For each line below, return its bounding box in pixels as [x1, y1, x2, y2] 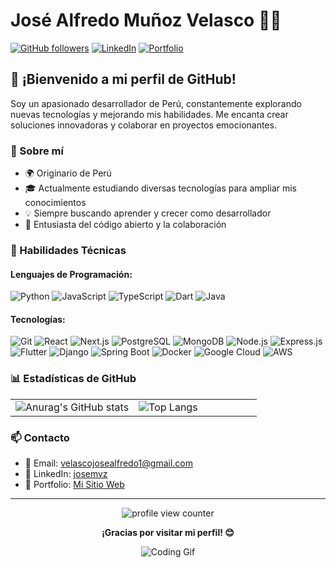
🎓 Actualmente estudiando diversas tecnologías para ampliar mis [24, 182, 297, 194]
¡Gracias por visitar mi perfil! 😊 [101, 526, 235, 538]
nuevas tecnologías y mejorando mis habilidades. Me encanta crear [10, 108, 289, 120]
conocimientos [24, 197, 87, 209]
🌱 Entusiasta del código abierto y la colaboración [24, 219, 227, 231]
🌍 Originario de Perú [24, 167, 112, 179]
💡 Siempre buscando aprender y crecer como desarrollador [24, 207, 272, 219]
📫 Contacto [10, 430, 70, 444]
